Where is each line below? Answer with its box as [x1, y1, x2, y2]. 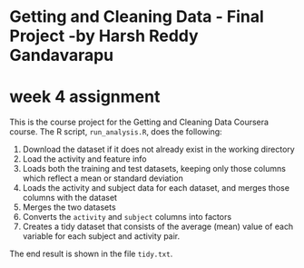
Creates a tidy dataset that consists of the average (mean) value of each [22, 221, 294, 233]
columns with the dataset [22, 193, 118, 203]
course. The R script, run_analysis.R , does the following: [9, 126, 222, 137]
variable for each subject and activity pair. [22, 231, 181, 242]
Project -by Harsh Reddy [9, 25, 199, 46]
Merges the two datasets [22, 202, 116, 213]
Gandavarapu [9, 45, 114, 65]
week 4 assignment [9, 86, 161, 107]
